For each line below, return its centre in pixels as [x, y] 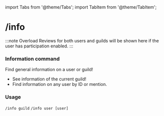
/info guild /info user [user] [37, 108]
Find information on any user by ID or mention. [60, 84]
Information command [33, 59]
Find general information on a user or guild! [49, 70]
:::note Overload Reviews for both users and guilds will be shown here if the [82, 40]
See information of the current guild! [49, 79]
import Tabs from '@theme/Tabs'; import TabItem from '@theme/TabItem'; [81, 7]
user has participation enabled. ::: [39, 46]
